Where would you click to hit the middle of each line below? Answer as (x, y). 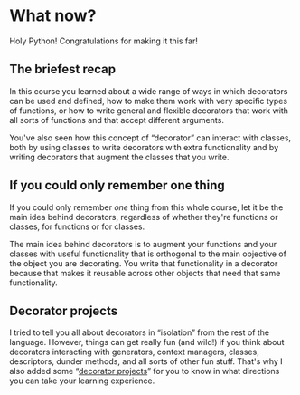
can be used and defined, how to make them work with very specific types (148, 101)
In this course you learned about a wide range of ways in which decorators (149, 91)
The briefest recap (63, 69)
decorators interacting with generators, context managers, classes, (134, 352)
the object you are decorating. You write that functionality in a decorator (144, 263)
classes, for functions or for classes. (77, 226)
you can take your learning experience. (82, 381)
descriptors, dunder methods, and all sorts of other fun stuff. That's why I (146, 361)
